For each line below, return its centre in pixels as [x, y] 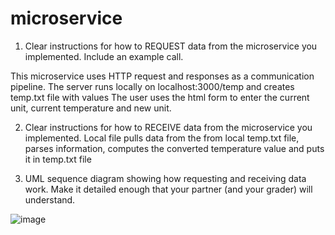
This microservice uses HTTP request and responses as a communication [162, 76]
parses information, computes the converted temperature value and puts [174, 148]
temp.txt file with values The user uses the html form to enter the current [160, 97]
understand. [50, 199]
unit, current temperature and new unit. [91, 108]
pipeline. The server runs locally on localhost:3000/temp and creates [152, 86]
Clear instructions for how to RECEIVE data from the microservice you [168, 127]
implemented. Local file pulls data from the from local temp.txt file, [162, 138]
